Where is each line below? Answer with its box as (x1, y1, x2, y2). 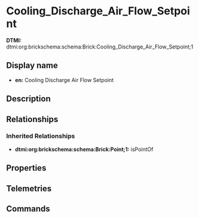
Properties (6, 163, 47, 173)
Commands (6, 204, 51, 214)
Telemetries (6, 183, 52, 193)
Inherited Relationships (6, 132, 75, 140)
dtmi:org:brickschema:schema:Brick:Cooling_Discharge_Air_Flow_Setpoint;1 (6, 43, 194, 50)
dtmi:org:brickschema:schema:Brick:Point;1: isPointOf (14, 146, 154, 153)
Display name (6, 60, 58, 71)
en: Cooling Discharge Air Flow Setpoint (14, 76, 114, 83)
